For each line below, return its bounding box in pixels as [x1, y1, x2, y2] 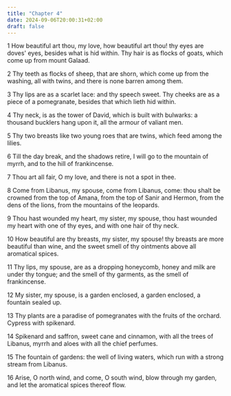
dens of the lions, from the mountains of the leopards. [7, 201, 160, 209]
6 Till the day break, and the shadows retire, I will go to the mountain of [7, 152, 208, 160]
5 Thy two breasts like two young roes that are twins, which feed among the [7, 132, 222, 140]
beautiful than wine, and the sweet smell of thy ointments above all [7, 242, 197, 251]
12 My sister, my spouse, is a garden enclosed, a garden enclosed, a [7, 291, 201, 300]
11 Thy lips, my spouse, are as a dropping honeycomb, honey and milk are [7, 263, 216, 271]
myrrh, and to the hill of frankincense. [7, 160, 114, 168]
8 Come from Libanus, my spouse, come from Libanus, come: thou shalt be [7, 187, 221, 195]
